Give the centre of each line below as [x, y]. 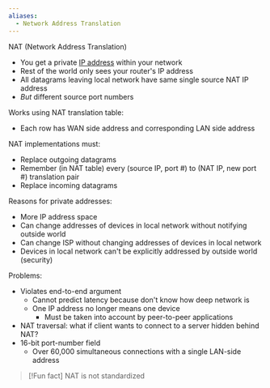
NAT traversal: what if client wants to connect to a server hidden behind [140, 326]
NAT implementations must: [55, 143]
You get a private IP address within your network [101, 62]
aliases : [23, 16]
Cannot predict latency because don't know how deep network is [141, 300]
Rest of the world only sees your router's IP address [107, 70]
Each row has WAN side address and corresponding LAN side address [137, 128]
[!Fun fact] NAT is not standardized [86, 375]
